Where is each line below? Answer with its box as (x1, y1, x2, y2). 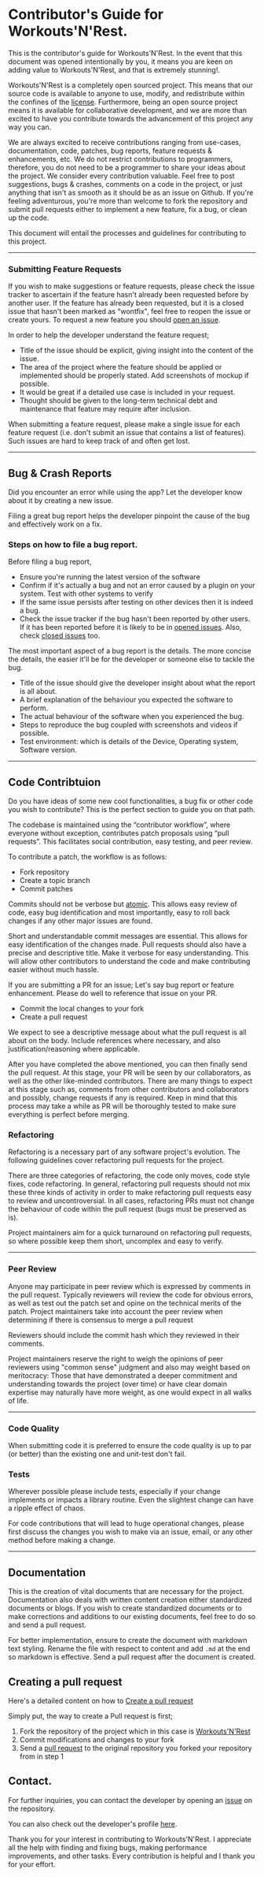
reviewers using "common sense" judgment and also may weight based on (8, 1362, 251, 1372)
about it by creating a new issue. (8, 496, 114, 505)
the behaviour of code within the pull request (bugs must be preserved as (8, 1205, 247, 1214)
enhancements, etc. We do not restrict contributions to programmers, (8, 154, 233, 163)
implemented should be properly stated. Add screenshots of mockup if (19, 371, 249, 380)
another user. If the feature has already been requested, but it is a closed (8, 298, 244, 308)
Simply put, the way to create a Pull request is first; (8, 1711, 173, 1720)
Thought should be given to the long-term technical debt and (19, 396, 218, 405)
